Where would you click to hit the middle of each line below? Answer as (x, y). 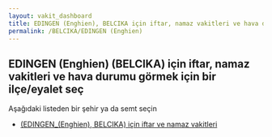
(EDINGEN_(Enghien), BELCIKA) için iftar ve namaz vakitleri (119, 124)
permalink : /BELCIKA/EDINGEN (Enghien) (76, 31)
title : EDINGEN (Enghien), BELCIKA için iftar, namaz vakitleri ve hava (134, 24)
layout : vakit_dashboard (50, 16)
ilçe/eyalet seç (46, 89)
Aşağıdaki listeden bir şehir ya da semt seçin (83, 109)
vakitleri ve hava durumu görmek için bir (112, 77)
